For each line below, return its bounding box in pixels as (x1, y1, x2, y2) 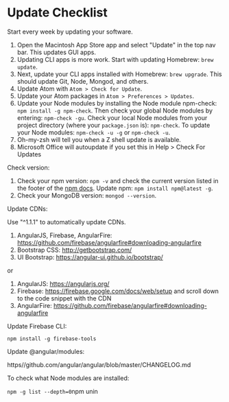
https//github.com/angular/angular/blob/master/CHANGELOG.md (7, 360, 191, 368)
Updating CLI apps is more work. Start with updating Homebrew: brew (16, 55, 214, 63)
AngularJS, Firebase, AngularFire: (16, 231, 112, 239)
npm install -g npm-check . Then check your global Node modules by (16, 106, 213, 115)
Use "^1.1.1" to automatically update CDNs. (7, 217, 126, 226)
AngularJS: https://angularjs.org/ (16, 279, 110, 287)
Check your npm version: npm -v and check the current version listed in (16, 176, 219, 185)
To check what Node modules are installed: (7, 374, 130, 382)
